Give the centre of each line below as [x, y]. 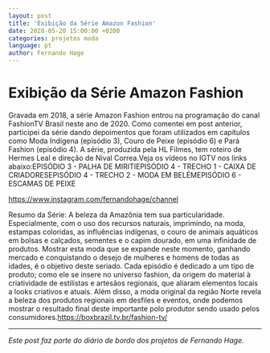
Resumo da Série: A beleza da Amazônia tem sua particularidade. [117, 215]
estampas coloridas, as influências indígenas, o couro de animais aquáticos [133, 232]
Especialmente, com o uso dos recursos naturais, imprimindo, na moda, [127, 223]
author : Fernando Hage [46, 53]
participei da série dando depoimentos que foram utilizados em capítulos [129, 132]
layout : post [30, 16]
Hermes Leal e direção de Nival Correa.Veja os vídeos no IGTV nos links [128, 158]
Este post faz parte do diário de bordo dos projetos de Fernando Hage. [127, 340]
